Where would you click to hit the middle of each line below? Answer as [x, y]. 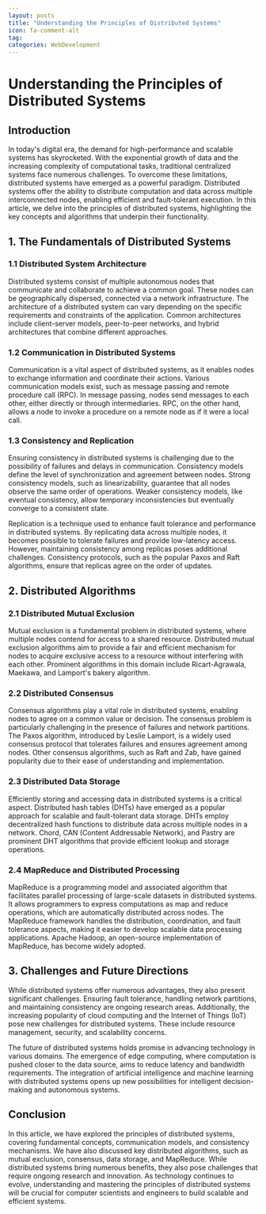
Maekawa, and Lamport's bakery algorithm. [79, 673]
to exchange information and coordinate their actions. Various [109, 378]
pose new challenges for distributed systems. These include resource [122, 1024]
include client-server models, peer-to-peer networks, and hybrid [114, 323]
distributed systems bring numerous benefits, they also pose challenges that [133, 1167]
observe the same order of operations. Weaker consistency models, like [125, 491]
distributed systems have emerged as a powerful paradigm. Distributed [124, 183]
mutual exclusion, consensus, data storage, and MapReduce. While [118, 1159]
